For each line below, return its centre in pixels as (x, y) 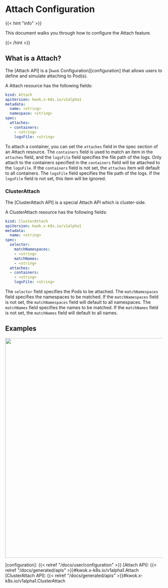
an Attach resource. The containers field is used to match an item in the (79, 152)
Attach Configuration (50, 9)
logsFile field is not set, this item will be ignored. (56, 178)
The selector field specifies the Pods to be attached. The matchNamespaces (82, 292)
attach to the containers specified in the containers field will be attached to (82, 162)
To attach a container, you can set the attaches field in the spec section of (82, 146)
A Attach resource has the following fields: (49, 85)
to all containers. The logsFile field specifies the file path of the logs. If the (82, 173)
